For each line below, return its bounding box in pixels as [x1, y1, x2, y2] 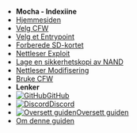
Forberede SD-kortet [15, 40, 84, 50]
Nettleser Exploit [15, 49, 70, 58]
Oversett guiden [76, 108, 129, 117]
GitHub [46, 91, 70, 100]
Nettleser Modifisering [15, 66, 89, 74]
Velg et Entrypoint [15, 32, 75, 41]
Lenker [15, 82, 40, 92]
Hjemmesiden [15, 15, 62, 25]
